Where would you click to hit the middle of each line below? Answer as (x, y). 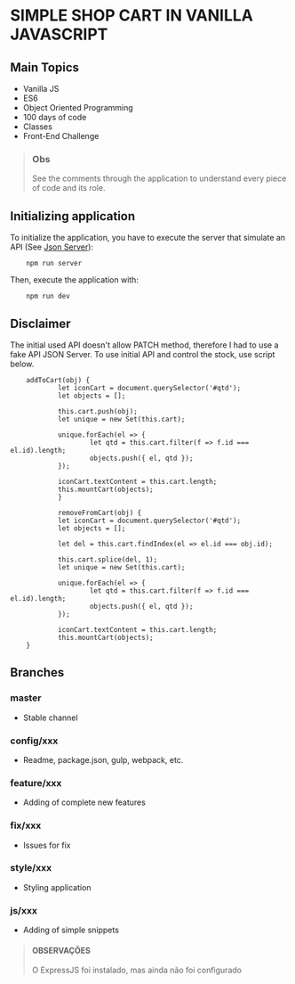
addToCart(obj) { (58, 380)
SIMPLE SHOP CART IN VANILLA (132, 16)
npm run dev (48, 296)
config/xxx (34, 741)
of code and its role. (68, 188)
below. (22, 364)
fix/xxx (26, 825)
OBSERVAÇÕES (61, 950)
